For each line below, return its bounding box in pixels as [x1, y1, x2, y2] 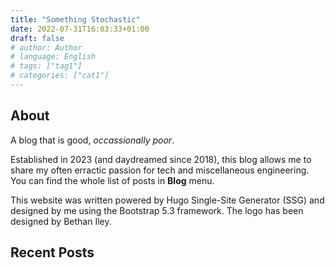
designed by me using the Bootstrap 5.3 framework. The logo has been [10, 204, 304, 216]
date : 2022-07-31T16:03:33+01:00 [10, 24, 150, 34]
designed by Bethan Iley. [10, 215, 112, 227]
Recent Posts [10, 244, 95, 261]
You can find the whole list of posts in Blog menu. [10, 174, 215, 186]
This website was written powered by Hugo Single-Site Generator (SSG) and [10, 194, 325, 206]
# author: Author [10, 42, 83, 53]
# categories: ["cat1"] [10, 71, 110, 81]
